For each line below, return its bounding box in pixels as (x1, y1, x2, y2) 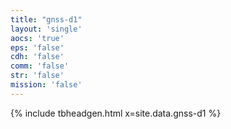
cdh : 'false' (10, 52, 65, 62)
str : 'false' (10, 71, 65, 81)
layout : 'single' (10, 24, 83, 34)
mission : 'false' (10, 80, 83, 90)
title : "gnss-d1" (10, 14, 83, 25)
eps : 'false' (10, 42, 65, 53)
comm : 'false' (10, 61, 70, 71)
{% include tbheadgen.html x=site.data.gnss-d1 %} (10, 107, 222, 119)
